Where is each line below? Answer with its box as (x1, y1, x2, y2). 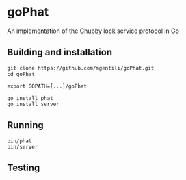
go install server (7, 101, 59, 107)
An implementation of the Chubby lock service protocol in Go (7, 27, 180, 35)
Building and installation (7, 47, 113, 58)
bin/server (7, 143, 38, 151)
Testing (7, 162, 40, 173)
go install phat (7, 94, 53, 101)
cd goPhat (7, 70, 36, 77)
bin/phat (7, 138, 32, 144)
